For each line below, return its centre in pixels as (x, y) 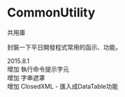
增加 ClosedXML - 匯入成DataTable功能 (63, 86)
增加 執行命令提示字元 (38, 69)
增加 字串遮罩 (26, 78)
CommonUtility (51, 13)
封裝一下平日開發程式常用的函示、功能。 (64, 47)
